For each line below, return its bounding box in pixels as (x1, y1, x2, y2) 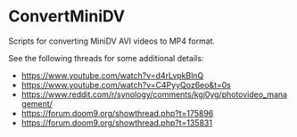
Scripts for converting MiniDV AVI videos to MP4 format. (8, 36, 216, 46)
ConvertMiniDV (8, 6, 126, 27)
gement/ (21, 98, 53, 109)
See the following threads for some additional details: (8, 52, 204, 63)
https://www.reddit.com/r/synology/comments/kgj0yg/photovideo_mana (21, 89, 287, 100)
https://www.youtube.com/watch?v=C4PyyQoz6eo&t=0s (21, 79, 231, 90)
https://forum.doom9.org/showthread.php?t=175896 (21, 108, 214, 118)
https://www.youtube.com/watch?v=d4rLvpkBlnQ (21, 69, 204, 81)
